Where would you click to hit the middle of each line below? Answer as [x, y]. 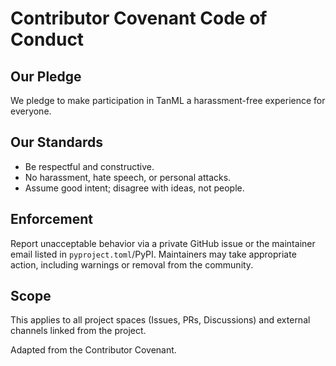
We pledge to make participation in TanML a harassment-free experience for [168, 100]
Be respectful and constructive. [89, 166]
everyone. [31, 111]
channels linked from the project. [78, 331]
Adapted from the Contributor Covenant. [93, 350]
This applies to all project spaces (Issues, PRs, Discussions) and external [160, 320]
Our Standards [57, 142]
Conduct [47, 39]
